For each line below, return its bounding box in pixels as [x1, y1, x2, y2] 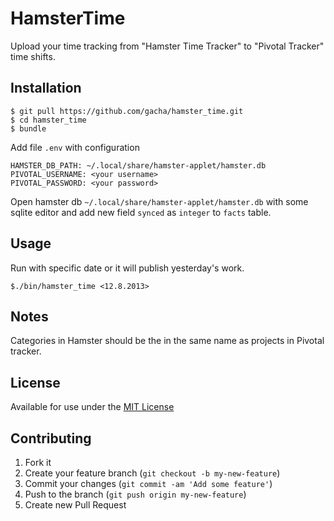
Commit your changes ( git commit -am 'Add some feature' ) [24, 478, 273, 489]
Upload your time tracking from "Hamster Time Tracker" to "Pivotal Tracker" [10, 40, 325, 52]
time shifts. [10, 50, 56, 62]
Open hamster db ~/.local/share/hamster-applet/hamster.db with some [10, 195, 309, 207]
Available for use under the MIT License [10, 401, 175, 413]
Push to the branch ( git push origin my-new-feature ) [24, 488, 247, 500]
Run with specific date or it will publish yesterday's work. [10, 262, 245, 274]
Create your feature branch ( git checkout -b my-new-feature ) [24, 467, 281, 479]
